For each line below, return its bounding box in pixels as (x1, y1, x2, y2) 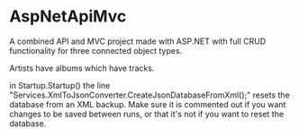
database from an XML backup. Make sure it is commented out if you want (9, 98, 286, 109)
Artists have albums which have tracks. (9, 63, 155, 73)
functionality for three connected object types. (9, 45, 183, 55)
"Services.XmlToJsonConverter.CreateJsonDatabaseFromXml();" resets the (9, 89, 290, 100)
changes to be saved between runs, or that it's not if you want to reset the (9, 108, 285, 119)
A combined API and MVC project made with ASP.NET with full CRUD (9, 36, 267, 47)
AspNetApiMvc (9, 6, 127, 27)
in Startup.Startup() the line (9, 80, 111, 90)
